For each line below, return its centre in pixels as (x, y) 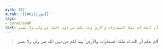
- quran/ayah (18, 23)
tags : (10, 18)
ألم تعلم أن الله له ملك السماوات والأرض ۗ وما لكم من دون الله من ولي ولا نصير (87, 41)
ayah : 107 (15, 9)
